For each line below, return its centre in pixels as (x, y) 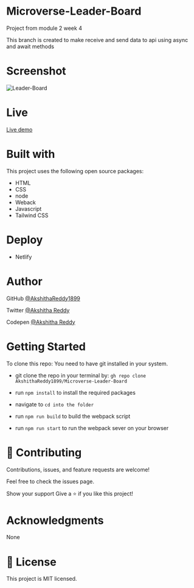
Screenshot (36, 71)
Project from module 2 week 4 (44, 28)
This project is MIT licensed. (42, 579)
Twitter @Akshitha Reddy (38, 310)
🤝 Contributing (44, 452)
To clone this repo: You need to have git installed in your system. (87, 364)
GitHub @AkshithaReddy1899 (43, 298)
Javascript (28, 209)
